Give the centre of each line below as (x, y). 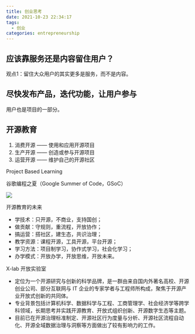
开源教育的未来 (24, 207)
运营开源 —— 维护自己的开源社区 (54, 160)
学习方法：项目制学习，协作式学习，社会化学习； (73, 249)
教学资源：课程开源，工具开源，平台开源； (66, 241)
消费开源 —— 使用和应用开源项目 (54, 145)
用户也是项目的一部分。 (34, 109)
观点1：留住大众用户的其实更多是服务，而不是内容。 (69, 73)
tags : (13, 22)
